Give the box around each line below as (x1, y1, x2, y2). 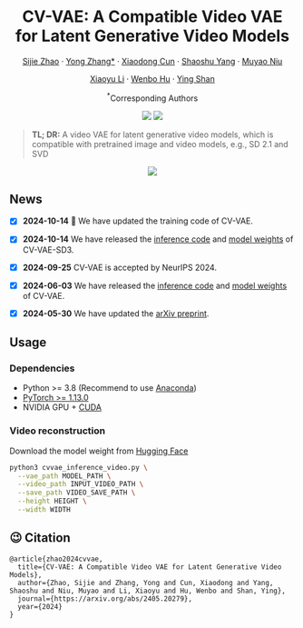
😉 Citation (9, 530, 71, 546)
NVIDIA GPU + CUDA (22, 402, 103, 413)
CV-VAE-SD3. (22, 244, 74, 255)
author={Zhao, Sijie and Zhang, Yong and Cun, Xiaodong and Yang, (17, 578, 274, 587)
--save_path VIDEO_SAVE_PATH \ (17, 488, 136, 497)
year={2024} (17, 602, 64, 611)
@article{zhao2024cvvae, (9, 554, 103, 563)
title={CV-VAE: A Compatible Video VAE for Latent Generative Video (17, 562, 282, 572)
